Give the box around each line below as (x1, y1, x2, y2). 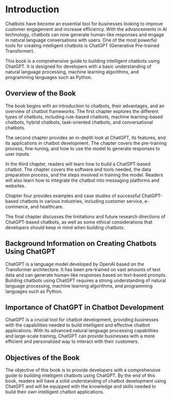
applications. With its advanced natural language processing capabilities (5, 328, 159, 334)
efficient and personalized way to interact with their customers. (5, 338, 139, 345)
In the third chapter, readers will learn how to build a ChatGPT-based (5, 161, 150, 167)
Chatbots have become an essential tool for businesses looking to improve (5, 21, 163, 27)
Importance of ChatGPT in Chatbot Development (5, 303, 164, 312)
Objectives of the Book (5, 353, 80, 362)
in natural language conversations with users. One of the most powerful (5, 37, 157, 43)
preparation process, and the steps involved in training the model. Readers (5, 172, 163, 178)
